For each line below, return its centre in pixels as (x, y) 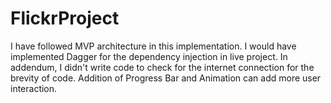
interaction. (34, 88)
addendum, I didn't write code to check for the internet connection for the (162, 67)
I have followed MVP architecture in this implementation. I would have (153, 46)
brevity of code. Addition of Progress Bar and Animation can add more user (166, 78)
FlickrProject (65, 18)
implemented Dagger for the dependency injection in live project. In (149, 56)
